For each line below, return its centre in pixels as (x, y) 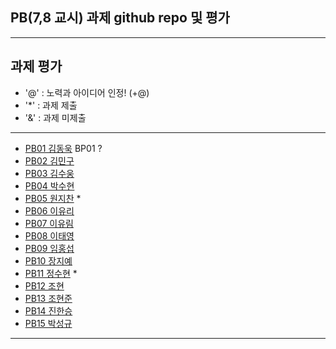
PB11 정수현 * (51, 273)
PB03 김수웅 (49, 173)
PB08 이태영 (49, 235)
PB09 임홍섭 (49, 248)
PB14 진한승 (48, 310)
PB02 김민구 (49, 160)
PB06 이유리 (49, 210)
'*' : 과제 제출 (51, 105)
